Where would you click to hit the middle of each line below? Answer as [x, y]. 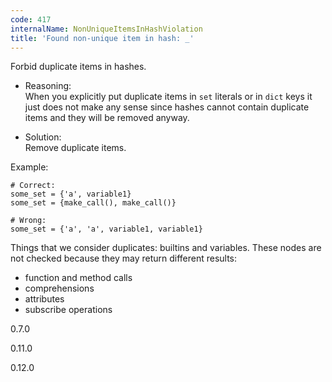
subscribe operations [68, 310]
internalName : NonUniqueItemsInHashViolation [106, 29]
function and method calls [78, 278]
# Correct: [33, 186]
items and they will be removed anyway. [107, 118]
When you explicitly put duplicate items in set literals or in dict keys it [168, 97]
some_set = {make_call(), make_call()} [93, 203]
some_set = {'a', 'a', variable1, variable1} [106, 229]
